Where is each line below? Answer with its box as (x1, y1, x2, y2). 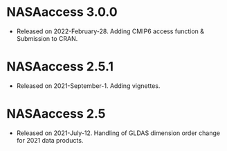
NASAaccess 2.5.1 (6, 59, 113, 75)
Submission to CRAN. (16, 34, 78, 42)
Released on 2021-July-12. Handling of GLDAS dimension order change (16, 129, 221, 137)
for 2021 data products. (16, 136, 84, 144)
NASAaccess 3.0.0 (6, 4, 118, 20)
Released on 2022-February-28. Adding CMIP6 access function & (16, 27, 205, 35)
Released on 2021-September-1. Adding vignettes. (16, 81, 161, 90)
